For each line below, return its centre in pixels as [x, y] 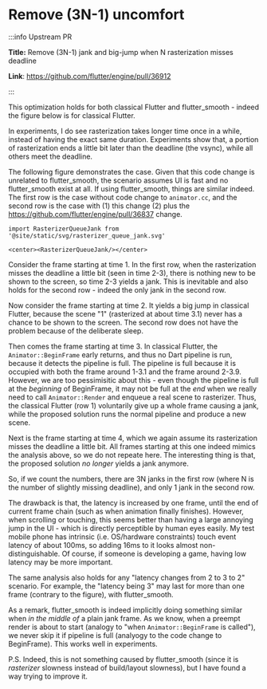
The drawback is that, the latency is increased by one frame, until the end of [133, 502]
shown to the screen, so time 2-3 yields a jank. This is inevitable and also [128, 282]
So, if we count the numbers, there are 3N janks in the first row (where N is [131, 478]
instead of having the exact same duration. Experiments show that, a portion [133, 139]
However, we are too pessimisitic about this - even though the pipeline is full [133, 380]
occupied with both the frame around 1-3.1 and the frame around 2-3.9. [125, 372]
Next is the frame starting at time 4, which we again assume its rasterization [133, 438]
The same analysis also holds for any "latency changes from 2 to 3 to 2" [127, 577]
